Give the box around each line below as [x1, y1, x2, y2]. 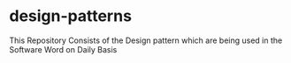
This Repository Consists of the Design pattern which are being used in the [9, 35, 283, 45]
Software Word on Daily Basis [9, 44, 118, 54]
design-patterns [9, 6, 133, 26]
